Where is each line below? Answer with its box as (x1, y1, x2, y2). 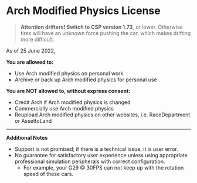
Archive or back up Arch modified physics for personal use (14, 76, 157, 83)
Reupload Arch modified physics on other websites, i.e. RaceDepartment (14, 111, 191, 118)
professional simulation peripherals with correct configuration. (14, 158, 165, 165)
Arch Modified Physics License (6, 4, 161, 18)
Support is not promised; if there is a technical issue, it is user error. (14, 145, 179, 153)
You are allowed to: (6, 58, 54, 65)
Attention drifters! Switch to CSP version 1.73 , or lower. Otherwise (20, 23, 183, 30)
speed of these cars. (23, 170, 74, 177)
